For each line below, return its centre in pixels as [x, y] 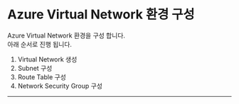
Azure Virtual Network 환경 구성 [101, 15]
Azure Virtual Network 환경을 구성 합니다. [67, 35]
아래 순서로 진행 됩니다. [40, 44]
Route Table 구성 [42, 77]
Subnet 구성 [35, 68]
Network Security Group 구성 [60, 86]
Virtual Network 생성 [47, 59]
